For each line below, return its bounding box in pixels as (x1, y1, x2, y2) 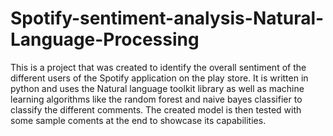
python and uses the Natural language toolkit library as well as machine (10, 82, 305, 94)
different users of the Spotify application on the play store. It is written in (10, 72, 309, 84)
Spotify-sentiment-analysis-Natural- (10, 7, 325, 30)
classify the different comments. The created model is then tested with (10, 103, 302, 116)
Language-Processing (10, 28, 200, 51)
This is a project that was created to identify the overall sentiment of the (10, 61, 307, 73)
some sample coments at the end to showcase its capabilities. (10, 114, 267, 126)
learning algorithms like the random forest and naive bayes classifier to (10, 93, 303, 105)
